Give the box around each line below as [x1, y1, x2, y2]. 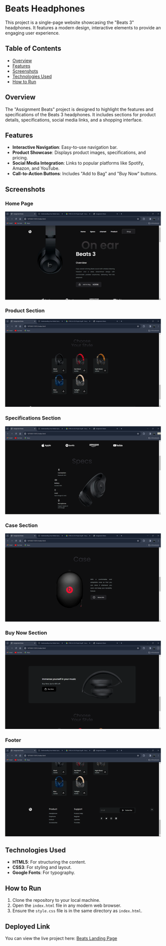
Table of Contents [5, 44, 62, 53]
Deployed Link [5, 922, 50, 931]
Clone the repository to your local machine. [12, 897, 100, 903]
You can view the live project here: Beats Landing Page [5, 935, 118, 941]
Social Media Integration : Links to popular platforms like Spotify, [12, 160, 144, 166]
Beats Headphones [5, 3, 85, 14]
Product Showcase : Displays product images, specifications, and [12, 149, 146, 155]
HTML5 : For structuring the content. [12, 859, 86, 865]
